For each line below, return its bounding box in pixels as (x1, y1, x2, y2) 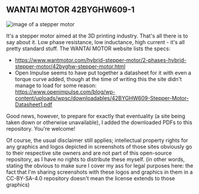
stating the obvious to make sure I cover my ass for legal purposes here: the (6, 162, 194, 169)
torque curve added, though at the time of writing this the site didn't (14, 75, 182, 82)
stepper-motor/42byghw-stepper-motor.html (14, 63, 125, 70)
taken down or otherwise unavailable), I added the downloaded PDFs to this (6, 119, 192, 126)
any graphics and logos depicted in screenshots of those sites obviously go (6, 143, 192, 150)
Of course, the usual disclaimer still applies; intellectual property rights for (6, 137, 188, 144)
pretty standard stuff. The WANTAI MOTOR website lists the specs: (6, 45, 171, 52)
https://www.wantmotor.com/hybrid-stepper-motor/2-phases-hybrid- (14, 56, 187, 63)
